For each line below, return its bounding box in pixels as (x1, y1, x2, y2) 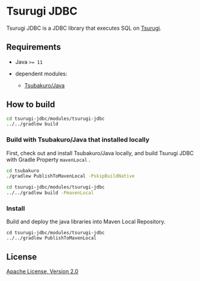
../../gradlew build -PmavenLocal (6, 190, 95, 196)
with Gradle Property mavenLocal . (6, 156, 91, 163)
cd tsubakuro (6, 167, 40, 174)
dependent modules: (15, 70, 68, 77)
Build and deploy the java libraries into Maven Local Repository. (6, 218, 166, 226)
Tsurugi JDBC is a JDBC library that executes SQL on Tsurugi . (6, 24, 162, 32)
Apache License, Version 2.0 (6, 268, 79, 275)
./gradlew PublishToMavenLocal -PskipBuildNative (6, 173, 135, 179)
